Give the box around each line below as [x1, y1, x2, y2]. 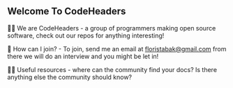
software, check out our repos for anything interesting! [7, 31, 165, 39]
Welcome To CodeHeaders [7, 6, 126, 17]
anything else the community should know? [7, 73, 133, 81]
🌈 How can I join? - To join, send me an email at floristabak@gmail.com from [7, 44, 227, 53]
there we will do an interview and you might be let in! [7, 52, 159, 60]
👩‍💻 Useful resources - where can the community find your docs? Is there [7, 65, 218, 73]
